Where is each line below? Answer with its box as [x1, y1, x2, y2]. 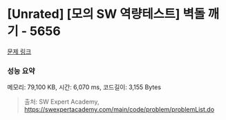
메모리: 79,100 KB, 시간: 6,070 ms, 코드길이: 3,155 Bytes [7, 83, 161, 91]
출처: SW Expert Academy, [23, 97, 100, 106]
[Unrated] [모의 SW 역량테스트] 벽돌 [7, 6, 205, 22]
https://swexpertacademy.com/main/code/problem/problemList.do [23, 106, 215, 114]
